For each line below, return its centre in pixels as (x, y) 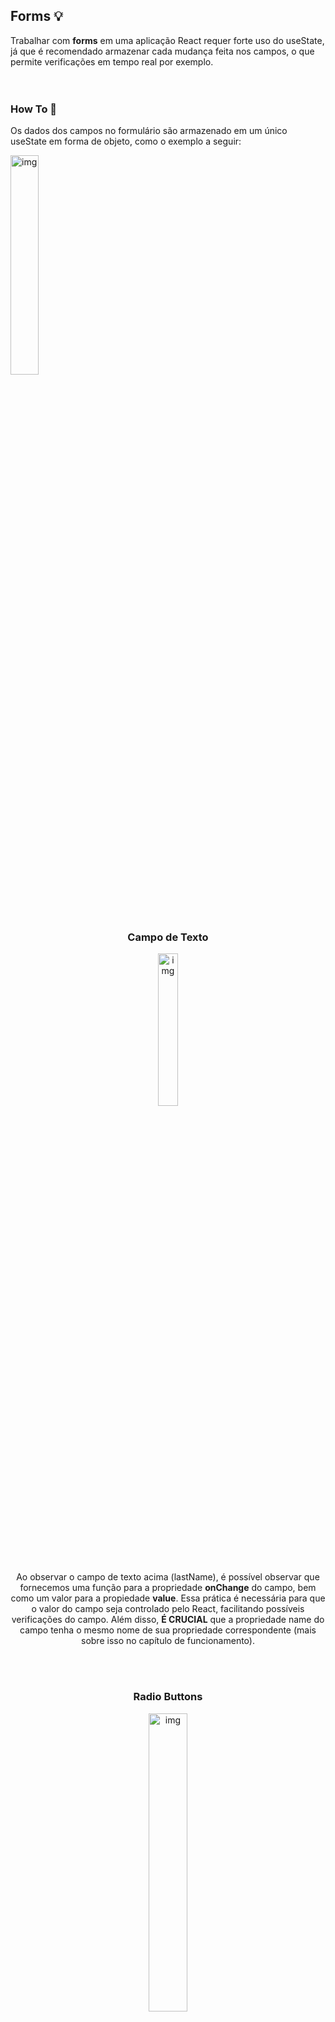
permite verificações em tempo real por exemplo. (112, 61)
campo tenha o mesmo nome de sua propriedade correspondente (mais (168, 1630)
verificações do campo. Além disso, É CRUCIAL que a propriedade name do (168, 1620)
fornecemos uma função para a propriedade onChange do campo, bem (168, 1588)
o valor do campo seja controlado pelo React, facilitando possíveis (168, 1609)
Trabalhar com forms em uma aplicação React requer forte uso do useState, (167, 40)
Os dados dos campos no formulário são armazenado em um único (149, 131)
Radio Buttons (168, 1697)
